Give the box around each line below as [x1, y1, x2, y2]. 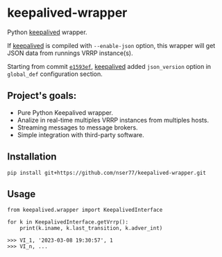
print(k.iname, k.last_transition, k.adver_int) [19, 225, 163, 232]
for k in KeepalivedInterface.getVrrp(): [7, 219, 129, 226]
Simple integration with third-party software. [17, 130, 144, 139]
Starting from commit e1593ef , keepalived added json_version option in [7, 62, 212, 70]
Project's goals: [7, 90, 77, 102]
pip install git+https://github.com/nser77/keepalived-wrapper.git [7, 169, 207, 176]
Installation [7, 151, 57, 163]
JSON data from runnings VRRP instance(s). [7, 49, 133, 57]
